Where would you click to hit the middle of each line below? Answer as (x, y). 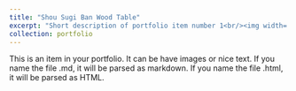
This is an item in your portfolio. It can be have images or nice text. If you (142, 59)
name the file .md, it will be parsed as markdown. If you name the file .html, (146, 68)
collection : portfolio (51, 34)
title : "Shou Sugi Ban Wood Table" (75, 17)
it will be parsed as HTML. (57, 78)
